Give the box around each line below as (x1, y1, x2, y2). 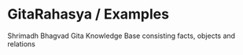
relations (7, 39, 36, 48)
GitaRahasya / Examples (7, 5, 170, 23)
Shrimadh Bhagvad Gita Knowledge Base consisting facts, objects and (7, 31, 236, 40)
